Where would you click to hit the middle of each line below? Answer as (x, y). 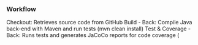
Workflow (21, 9)
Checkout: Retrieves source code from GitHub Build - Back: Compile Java (99, 22)
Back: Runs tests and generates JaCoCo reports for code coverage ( (93, 35)
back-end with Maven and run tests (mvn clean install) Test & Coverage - (99, 29)
